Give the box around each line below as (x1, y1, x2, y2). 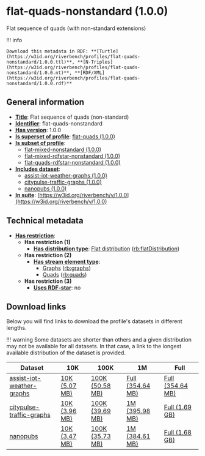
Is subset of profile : (15, 139, 66, 146)
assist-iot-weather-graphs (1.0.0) (24, 171, 108, 179)
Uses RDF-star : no (33, 283, 81, 291)
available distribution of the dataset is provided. (6, 349, 126, 356)
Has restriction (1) (24, 238, 71, 245)
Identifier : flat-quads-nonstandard (15, 119, 103, 127)
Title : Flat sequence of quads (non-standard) (15, 113, 129, 121)
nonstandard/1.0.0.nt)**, (6, 69, 72, 76)
